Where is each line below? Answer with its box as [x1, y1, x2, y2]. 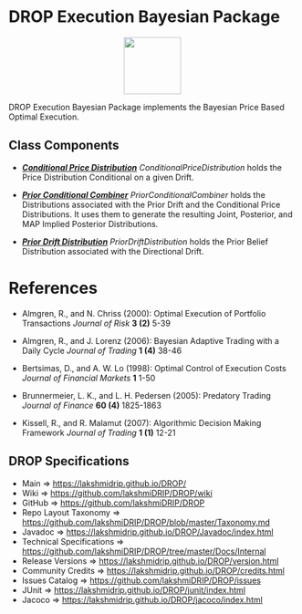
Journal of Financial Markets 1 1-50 [21, 372, 156, 383]
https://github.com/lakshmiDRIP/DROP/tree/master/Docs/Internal [21, 546, 266, 557]
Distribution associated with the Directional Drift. [21, 245, 204, 256]
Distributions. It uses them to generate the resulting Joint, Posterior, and [21, 208, 293, 220]
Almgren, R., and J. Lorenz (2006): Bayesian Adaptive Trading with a [21, 335, 280, 346]
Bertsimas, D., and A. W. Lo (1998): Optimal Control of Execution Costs [21, 362, 286, 373]
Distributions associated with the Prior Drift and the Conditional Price [21, 199, 281, 210]
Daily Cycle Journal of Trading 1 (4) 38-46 [21, 345, 182, 356]
